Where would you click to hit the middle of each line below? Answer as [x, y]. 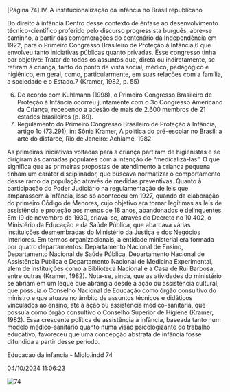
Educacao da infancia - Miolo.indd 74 [60, 355]
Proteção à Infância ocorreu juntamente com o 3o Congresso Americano [120, 102]
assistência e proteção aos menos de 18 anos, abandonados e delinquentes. [115, 210]
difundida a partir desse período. [54, 342]
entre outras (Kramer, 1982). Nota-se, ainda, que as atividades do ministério [114, 276]
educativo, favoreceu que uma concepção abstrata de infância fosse [104, 334]
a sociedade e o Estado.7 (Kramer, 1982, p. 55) [73, 81]
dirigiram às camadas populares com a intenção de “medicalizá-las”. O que [114, 159]
